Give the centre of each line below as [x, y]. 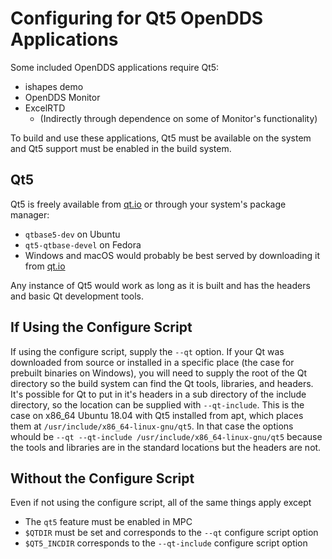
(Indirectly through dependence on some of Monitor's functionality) [178, 118]
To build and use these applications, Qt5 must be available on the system [161, 138]
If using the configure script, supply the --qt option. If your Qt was [147, 351]
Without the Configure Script [102, 478]
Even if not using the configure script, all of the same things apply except [161, 503]
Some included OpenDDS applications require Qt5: [115, 67]
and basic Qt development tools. [77, 296]
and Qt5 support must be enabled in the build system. [121, 148]
